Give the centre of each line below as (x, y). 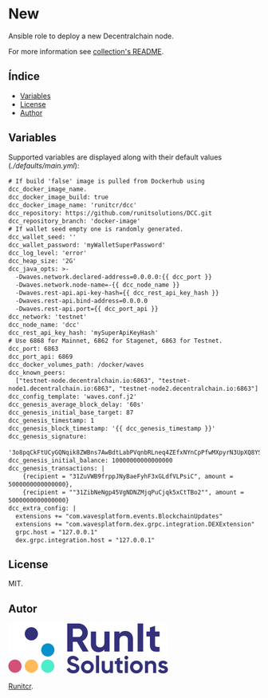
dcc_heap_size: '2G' (43, 261)
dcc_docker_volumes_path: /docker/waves (77, 365)
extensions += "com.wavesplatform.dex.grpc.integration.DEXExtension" (135, 524)
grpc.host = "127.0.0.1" (57, 532)
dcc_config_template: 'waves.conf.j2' (73, 396)
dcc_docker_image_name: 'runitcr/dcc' (73, 205)
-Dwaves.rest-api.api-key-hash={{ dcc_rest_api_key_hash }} (117, 293)
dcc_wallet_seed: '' (43, 237)
